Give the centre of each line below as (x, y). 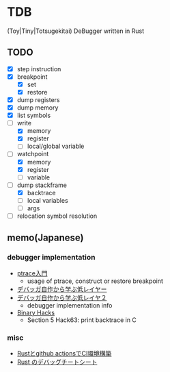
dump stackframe (42, 185)
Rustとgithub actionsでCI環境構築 (64, 353)
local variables (47, 200)
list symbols (34, 115)
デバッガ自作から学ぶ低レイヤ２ (62, 297)
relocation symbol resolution (57, 216)
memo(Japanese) (45, 238)
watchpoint (33, 154)
